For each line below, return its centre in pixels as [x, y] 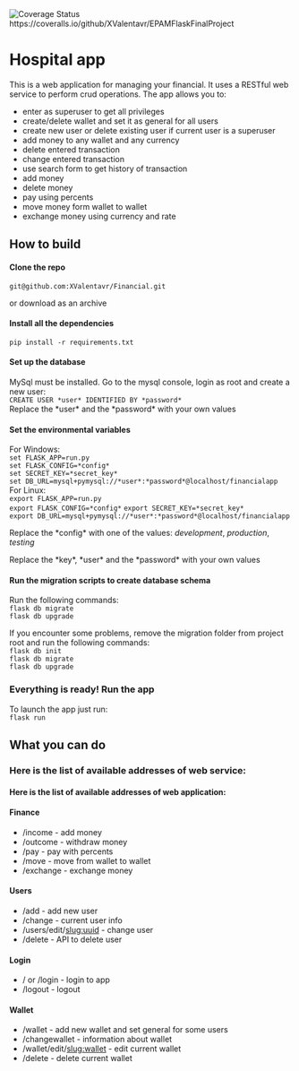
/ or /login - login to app [66, 980]
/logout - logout [51, 989]
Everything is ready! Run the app [82, 689]
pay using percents [58, 197]
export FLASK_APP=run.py [56, 499]
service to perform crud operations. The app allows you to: [118, 94]
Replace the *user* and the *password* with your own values [123, 409]
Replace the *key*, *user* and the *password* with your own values [135, 560]
